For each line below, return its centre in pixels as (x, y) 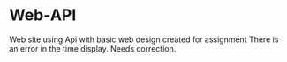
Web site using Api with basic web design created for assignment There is (144, 39)
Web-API (43, 15)
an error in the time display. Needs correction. (93, 48)
